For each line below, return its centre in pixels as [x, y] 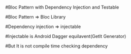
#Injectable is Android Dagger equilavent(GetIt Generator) [66, 36]
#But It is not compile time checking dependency [57, 46]
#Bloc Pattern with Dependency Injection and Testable [62, 7]
